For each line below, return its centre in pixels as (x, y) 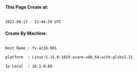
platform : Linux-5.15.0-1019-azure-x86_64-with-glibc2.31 (69, 57)
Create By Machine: (26, 33)
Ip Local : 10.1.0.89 (29, 66)
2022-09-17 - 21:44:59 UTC (33, 22)
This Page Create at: (27, 7)
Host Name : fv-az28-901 (31, 48)
